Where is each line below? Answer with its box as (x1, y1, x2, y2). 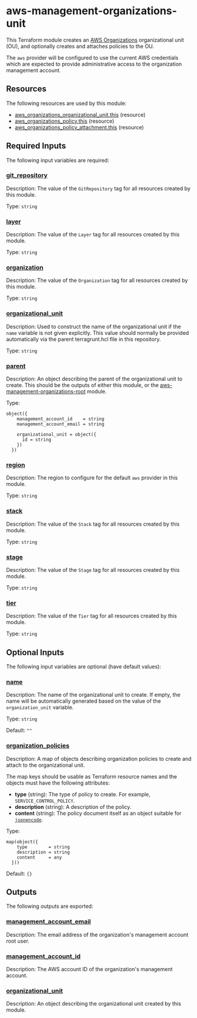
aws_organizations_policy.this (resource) (14, 117, 114, 124)
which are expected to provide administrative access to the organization (6, 60, 182, 68)
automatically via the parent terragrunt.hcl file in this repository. (6, 335, 161, 342)
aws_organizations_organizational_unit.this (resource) (14, 111, 146, 118)
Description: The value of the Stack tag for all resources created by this (6, 520, 180, 527)
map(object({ (6, 838, 38, 845)
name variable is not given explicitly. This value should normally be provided (6, 329, 189, 336)
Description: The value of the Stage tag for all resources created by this (6, 566, 180, 573)
